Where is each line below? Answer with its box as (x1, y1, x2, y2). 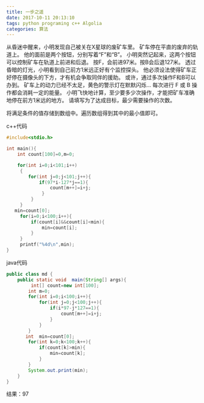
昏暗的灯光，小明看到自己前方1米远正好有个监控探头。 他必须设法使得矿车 (6, 66, 192, 74)
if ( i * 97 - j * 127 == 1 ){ (49, 305, 99, 311)
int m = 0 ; (28, 288, 51, 294)
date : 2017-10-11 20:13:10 (6, 15, 75, 21)
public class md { (6, 271, 53, 277)
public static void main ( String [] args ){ (17, 276, 127, 283)
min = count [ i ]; (41, 225, 78, 231)
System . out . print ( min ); (28, 367, 88, 373)
